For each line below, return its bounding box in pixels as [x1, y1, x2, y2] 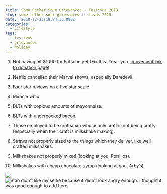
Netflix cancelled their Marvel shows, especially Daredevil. [12, 74, 134, 80]
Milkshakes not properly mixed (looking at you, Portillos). [12, 153, 131, 159]
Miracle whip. [12, 93, 41, 99]
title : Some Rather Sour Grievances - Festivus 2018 [5, 7, 118, 13]
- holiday [10, 45, 30, 50]
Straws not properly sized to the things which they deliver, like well [12, 138, 151, 144]
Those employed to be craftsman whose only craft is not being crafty [12, 122, 156, 128]
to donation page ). [12, 64, 51, 70]
